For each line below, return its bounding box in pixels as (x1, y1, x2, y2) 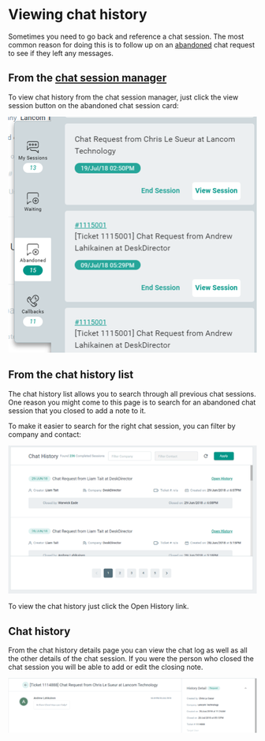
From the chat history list (8, 368, 134, 382)
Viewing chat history (8, 6, 147, 24)
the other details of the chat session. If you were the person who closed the (8, 654, 254, 664)
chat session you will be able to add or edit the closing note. (8, 662, 203, 672)
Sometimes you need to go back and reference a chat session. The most (8, 32, 244, 41)
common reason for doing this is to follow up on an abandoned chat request (8, 39, 255, 49)
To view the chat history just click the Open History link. (8, 602, 189, 611)
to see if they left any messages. (8, 48, 114, 58)
